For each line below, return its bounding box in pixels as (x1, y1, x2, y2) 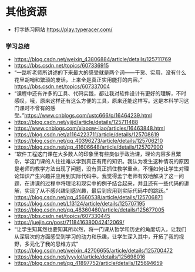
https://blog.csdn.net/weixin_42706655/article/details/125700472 (14, 247, 173, 254)
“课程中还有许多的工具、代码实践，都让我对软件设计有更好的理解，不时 (14, 90, 186, 97)
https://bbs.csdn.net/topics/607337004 (14, 83, 110, 90)
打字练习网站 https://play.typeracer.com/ (14, 26, 113, 33)
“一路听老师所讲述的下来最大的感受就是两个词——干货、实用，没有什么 (14, 69, 186, 76)
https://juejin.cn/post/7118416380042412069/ (14, 219, 125, 226)
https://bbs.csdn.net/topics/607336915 (14, 62, 109, 69)
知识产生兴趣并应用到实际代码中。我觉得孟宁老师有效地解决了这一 (19, 173, 179, 180)
